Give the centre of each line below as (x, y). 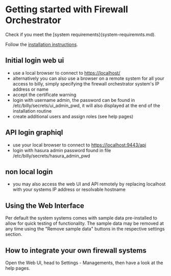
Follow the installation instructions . (42, 44)
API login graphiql (34, 132)
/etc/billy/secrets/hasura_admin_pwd (51, 156)
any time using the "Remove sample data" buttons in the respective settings (85, 229)
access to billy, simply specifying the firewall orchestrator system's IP (86, 83)
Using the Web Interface (45, 206)
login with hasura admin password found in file (62, 150)
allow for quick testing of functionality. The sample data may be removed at (85, 223)
